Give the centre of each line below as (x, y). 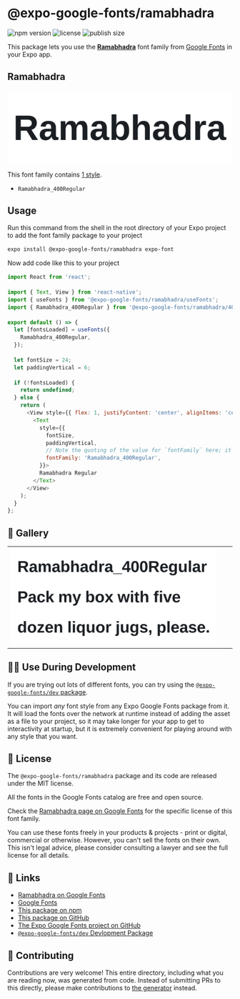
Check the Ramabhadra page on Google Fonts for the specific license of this (120, 811)
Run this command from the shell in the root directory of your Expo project (117, 228)
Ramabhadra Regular (68, 473)
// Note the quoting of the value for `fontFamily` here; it (139, 451)
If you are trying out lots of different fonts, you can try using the (101, 685)
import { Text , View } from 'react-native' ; (75, 292)
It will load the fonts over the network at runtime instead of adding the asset (119, 713)
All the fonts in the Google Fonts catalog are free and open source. (105, 797)
